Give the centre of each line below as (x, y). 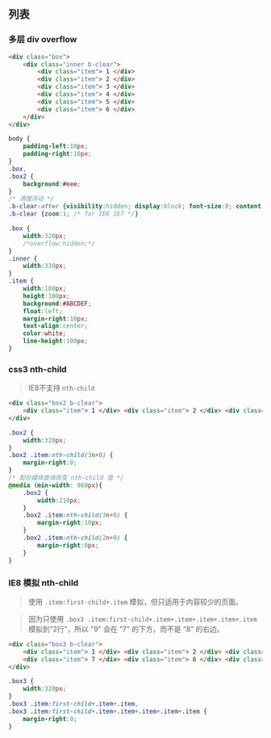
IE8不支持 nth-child (61, 388)
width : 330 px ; (45, 266)
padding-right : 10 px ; (57, 154)
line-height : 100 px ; (56, 342)
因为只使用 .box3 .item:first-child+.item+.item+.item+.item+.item (143, 618)
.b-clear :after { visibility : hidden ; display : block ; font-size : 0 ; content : (137, 207)
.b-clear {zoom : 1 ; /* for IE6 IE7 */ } (73, 214)
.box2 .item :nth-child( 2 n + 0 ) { (75, 538)
